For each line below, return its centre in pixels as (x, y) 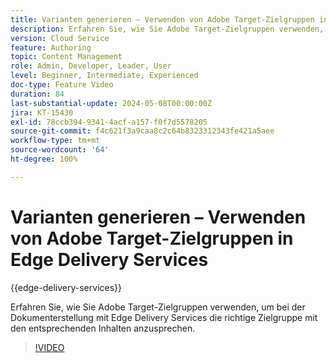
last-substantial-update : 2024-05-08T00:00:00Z (111, 103)
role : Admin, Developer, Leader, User (91, 66)
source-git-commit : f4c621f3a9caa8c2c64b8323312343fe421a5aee (142, 131)
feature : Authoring (51, 47)
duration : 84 (37, 94)
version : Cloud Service (60, 38)
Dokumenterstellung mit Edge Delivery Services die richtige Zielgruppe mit (164, 317)
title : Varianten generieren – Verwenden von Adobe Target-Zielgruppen (162, 19)
